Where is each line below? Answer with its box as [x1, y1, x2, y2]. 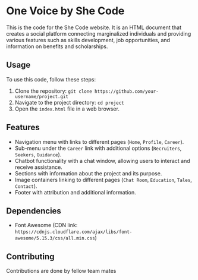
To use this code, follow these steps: [6, 75, 96, 83]
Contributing [6, 251, 55, 262]
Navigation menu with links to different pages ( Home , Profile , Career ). [14, 138, 184, 145]
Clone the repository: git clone [14, 87, 92, 95]
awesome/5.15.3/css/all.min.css [14, 235, 95, 241]
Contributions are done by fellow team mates [6, 268, 117, 275]
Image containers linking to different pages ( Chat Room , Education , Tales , [14, 176, 192, 183]
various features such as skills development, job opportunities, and [6, 36, 171, 43]
